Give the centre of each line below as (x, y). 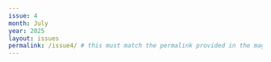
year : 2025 (27, 31)
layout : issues (34, 38)
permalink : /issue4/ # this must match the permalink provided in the (129, 46)
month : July (28, 23)
